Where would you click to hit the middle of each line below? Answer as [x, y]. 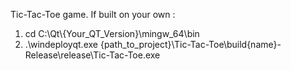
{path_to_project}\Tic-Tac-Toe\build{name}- [190, 44]
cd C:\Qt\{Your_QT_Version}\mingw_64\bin [112, 33]
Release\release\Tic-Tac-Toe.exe [92, 55]
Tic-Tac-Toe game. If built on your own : [93, 14]
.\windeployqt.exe [61, 44]
